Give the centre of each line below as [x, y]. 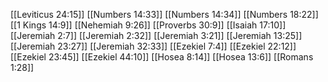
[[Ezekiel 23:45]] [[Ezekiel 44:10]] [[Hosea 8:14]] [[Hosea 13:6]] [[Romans [162, 57]
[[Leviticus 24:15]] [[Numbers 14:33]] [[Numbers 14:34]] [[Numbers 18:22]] [164, 14]
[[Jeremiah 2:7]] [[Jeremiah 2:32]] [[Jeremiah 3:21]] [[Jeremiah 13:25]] [156, 35]
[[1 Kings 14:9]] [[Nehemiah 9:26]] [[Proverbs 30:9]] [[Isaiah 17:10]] [148, 25]
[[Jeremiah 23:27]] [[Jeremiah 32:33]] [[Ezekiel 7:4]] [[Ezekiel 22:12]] [153, 46]
